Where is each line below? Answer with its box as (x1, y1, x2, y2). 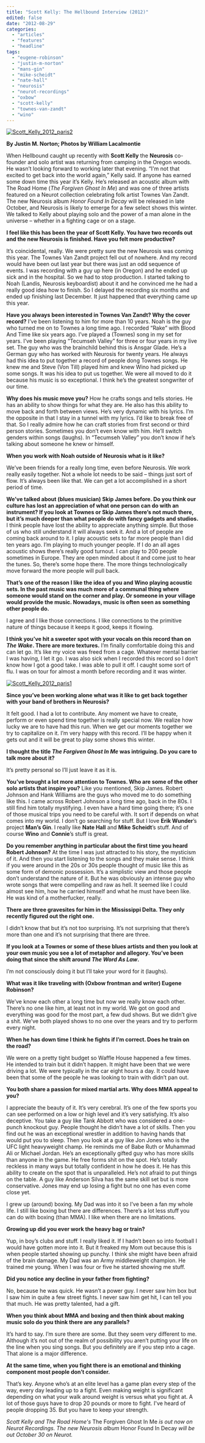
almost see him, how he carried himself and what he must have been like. (6, 888, 191, 895)
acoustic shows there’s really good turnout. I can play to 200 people (6, 548, 178, 555)
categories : (6, 26, 37, 32)
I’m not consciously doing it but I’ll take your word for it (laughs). (6, 968, 168, 975)
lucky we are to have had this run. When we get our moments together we (6, 723, 193, 730)
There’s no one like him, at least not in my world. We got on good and (6, 1004, 181, 1012)
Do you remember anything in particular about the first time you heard (6, 842, 188, 849)
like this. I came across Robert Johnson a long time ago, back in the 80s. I (6, 798, 192, 805)
